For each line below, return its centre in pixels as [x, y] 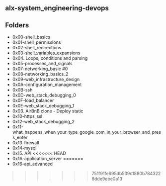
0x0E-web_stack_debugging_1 [43, 106]
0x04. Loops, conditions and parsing [50, 58]
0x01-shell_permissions [37, 42]
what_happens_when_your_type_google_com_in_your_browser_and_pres [87, 132]
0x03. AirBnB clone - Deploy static [48, 111]
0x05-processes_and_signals [42, 64]
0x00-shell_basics [31, 37]
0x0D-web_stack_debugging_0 [44, 95]
